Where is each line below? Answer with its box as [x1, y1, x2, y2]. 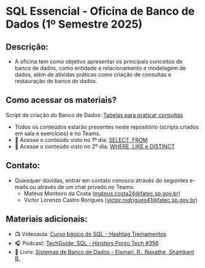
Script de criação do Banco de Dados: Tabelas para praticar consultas [6, 111, 184, 119]
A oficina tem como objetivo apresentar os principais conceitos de [14, 58, 183, 65]
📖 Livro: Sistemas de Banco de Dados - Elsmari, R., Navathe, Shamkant [14, 248, 195, 256]
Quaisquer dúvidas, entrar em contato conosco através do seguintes [14, 176, 188, 184]
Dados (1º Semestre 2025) [6, 17, 142, 31]
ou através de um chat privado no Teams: [29, 183, 135, 190]
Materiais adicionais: [6, 214, 88, 225]
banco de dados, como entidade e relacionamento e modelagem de [14, 64, 187, 72]
